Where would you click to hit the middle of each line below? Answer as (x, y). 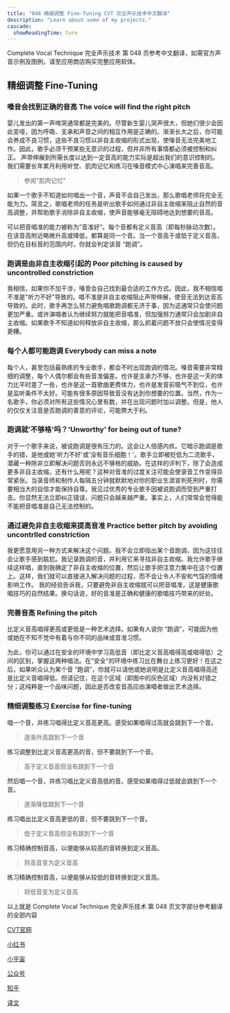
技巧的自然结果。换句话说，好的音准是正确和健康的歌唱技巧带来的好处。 (115, 593)
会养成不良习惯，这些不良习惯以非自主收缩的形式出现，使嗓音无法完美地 (109, 140)
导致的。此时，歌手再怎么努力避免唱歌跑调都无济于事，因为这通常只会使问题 (115, 306)
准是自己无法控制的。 (67, 506)
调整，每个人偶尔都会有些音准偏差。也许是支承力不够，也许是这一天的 (118, 376)
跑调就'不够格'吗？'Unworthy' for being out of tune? (94, 430)
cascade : (20, 26)
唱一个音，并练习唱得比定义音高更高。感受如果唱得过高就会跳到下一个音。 (112, 722)
